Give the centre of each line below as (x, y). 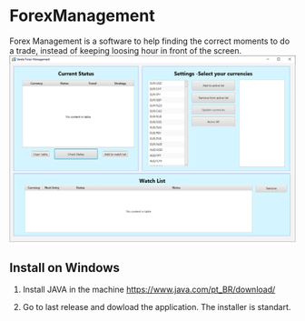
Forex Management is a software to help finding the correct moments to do (150, 41)
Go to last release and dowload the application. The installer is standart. (157, 307)
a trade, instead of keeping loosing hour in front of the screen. (126, 50)
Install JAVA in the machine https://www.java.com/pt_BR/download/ (149, 290)
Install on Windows (64, 268)
